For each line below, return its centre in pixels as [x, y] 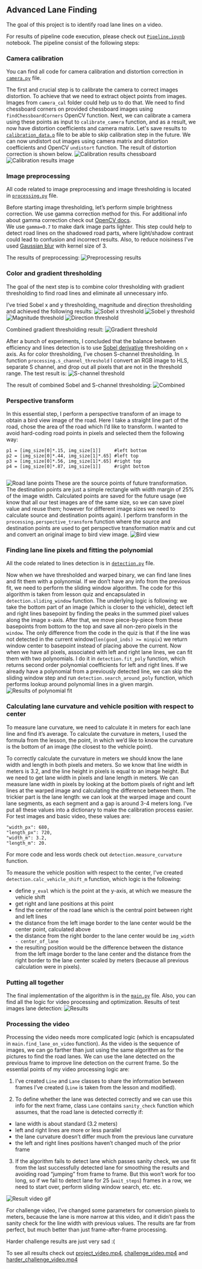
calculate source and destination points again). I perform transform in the [97, 515]
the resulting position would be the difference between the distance [99, 947]
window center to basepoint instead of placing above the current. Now [94, 646]
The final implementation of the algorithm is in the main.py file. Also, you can [101, 995]
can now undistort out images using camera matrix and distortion [87, 141]
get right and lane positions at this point [64, 903]
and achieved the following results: [50, 311]
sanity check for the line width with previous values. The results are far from [101, 1223]
